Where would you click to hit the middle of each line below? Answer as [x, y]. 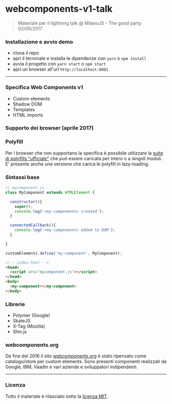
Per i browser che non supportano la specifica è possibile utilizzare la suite [84, 153]
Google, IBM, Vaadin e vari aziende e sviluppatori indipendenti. [72, 367]
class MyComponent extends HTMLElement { [50, 193]
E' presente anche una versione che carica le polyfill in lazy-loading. [77, 164]
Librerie [15, 304]
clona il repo [26, 53]
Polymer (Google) [31, 315]
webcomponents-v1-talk [59, 9]
